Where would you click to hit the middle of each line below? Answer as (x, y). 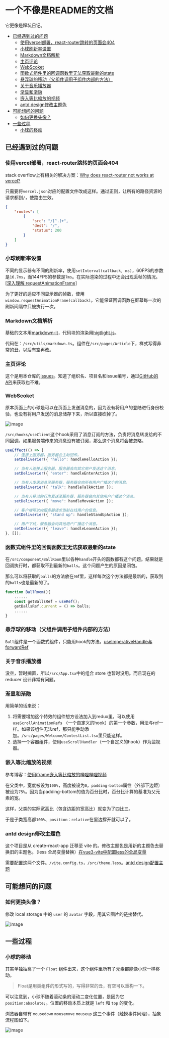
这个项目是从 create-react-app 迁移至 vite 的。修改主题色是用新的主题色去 (82, 845)
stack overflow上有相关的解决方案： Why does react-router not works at (80, 175)
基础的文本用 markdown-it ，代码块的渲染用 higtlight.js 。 (62, 333)
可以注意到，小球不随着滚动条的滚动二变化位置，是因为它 (65, 997)
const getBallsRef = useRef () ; (47, 601)
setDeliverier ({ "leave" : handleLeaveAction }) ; (66, 529)
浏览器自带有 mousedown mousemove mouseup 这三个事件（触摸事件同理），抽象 (83, 1014)
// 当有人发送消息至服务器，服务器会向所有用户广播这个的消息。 (72, 483)
